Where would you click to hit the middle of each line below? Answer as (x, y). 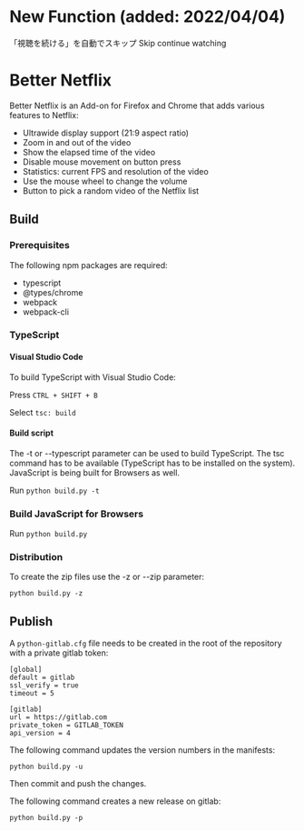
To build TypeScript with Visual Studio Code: (93, 377)
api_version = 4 (40, 734)
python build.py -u (46, 767)
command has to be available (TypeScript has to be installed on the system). (152, 463)
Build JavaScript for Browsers (76, 514)
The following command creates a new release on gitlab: (115, 801)
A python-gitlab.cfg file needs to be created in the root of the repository (146, 644)
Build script (32, 433)
